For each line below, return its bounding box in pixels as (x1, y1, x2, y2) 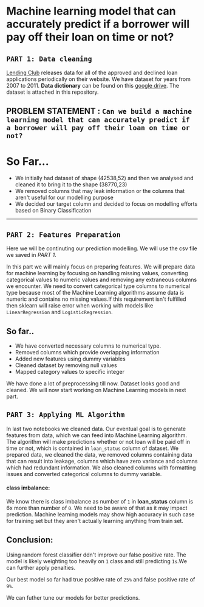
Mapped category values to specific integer (15, 368, 124, 375)
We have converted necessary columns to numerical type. (15, 342, 161, 349)
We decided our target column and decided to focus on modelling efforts (15, 200, 198, 208)
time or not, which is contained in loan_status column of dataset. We (6, 444, 179, 452)
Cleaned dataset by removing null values (15, 361, 117, 369)
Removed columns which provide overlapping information (15, 348, 160, 356)
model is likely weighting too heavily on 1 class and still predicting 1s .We (6, 557, 187, 564)
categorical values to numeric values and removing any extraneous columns (6, 276, 197, 284)
